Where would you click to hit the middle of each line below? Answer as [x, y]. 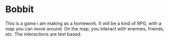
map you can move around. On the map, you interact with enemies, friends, [85, 28]
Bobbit [20, 9]
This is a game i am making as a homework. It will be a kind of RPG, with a [83, 23]
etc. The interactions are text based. [44, 34]
